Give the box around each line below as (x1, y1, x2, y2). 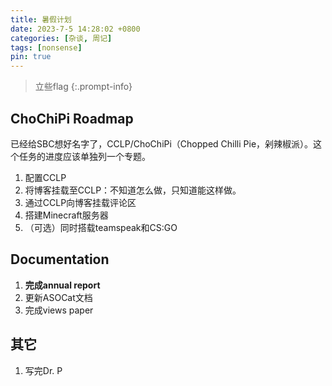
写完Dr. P (24, 364, 63, 376)
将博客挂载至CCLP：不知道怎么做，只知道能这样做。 (24, 184, 242, 196)
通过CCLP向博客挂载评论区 (24, 196, 137, 208)
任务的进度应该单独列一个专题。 (18, 150, 151, 162)
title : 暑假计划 (10, 14, 72, 25)
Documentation (10, 251, 110, 268)
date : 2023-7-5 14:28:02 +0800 (10, 24, 141, 34)
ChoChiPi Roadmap (10, 110, 134, 127)
